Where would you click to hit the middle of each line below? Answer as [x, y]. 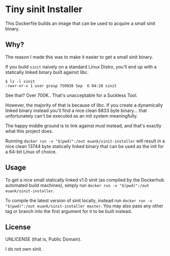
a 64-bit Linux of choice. [31, 152]
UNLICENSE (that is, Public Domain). [44, 239]
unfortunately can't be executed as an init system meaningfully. [72, 116]
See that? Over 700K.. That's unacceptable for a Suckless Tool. [72, 95]
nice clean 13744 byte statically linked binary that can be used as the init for [84, 146]
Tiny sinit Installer [44, 9]
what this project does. [29, 131]
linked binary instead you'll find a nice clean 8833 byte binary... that [76, 111]
